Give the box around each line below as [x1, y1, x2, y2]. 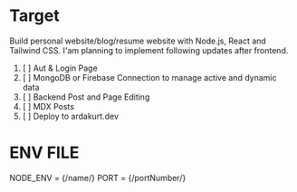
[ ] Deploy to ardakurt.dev [22, 110, 120, 121]
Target [9, 5, 61, 26]
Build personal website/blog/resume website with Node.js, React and [9, 35, 267, 46]
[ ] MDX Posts [22, 101, 75, 111]
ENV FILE [9, 142, 80, 163]
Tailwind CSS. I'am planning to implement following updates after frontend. [9, 44, 289, 55]
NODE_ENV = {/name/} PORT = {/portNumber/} [9, 172, 187, 183]
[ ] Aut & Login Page [22, 62, 98, 73]
